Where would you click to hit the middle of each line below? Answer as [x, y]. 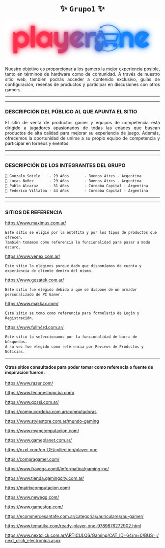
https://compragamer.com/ [32, 459]
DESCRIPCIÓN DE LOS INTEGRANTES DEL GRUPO [65, 165]
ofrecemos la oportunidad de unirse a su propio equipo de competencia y [82, 138]
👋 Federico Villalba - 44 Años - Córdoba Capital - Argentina [77, 191]
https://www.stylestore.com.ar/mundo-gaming [52, 421]
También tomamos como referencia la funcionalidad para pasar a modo [78, 243]
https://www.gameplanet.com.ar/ [39, 440]
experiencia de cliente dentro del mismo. [49, 271]
